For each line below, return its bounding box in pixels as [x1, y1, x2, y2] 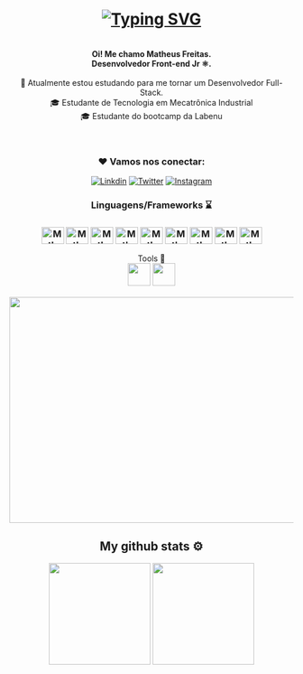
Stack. [139, 87, 164, 98]
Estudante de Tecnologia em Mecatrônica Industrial [61, 97, 253, 108]
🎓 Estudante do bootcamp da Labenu [80, 110, 223, 121]
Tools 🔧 [137, 253, 166, 264]
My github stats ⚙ [99, 538, 204, 554]
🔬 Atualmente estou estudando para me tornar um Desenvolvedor [20, 77, 264, 88]
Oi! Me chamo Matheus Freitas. [91, 48, 212, 59]
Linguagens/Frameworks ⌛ [90, 199, 213, 211]
